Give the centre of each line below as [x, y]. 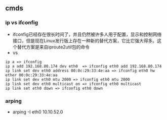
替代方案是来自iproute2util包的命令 [53, 47]
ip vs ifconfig [22, 23]
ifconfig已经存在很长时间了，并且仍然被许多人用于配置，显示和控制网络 [87, 34]
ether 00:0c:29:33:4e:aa [31, 75]
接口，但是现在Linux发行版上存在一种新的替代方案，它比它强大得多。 [85, 40]
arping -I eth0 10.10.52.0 [38, 112]
